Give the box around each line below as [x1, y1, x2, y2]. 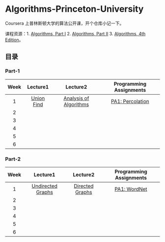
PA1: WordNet [114, 186, 147, 192]
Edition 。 [5, 37, 24, 43]
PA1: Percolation [111, 98, 150, 105]
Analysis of [63, 95, 89, 102]
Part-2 [5, 156, 21, 162]
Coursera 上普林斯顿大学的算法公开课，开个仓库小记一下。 [5, 20, 124, 26]
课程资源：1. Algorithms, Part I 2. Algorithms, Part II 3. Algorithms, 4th [5, 30, 146, 36]
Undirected [31, 183, 58, 189]
